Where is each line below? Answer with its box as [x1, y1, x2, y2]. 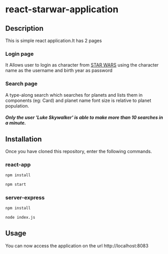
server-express [5, 194, 45, 201]
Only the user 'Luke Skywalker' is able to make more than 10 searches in [5, 114, 163, 121]
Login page [5, 50, 34, 57]
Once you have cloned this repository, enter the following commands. [5, 149, 152, 154]
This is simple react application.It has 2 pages [5, 37, 102, 44]
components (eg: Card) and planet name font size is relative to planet [5, 97, 152, 103]
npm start [5, 182, 27, 187]
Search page [5, 80, 38, 88]
